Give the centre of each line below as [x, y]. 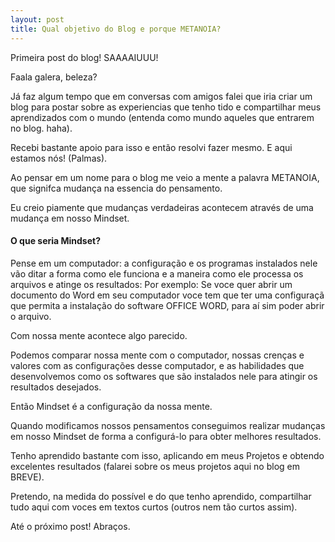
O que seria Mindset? [55, 241]
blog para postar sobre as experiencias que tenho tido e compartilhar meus [166, 107]
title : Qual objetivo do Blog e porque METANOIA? [116, 29]
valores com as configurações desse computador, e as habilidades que [157, 365]
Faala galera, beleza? [54, 77]
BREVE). [27, 477]
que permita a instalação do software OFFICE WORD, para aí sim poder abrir [167, 305]
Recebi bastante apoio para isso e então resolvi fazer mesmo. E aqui [151, 147]
